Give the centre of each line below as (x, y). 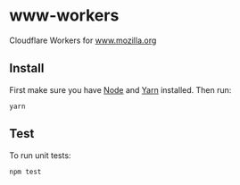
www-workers (64, 16)
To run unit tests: (40, 155)
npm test (25, 172)
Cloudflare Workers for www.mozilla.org (83, 40)
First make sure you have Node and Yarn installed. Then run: (120, 89)
